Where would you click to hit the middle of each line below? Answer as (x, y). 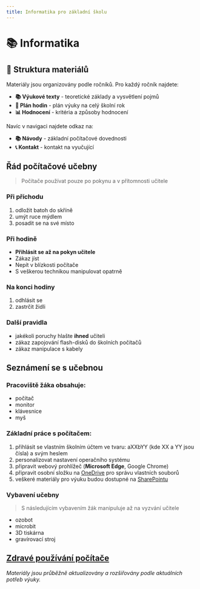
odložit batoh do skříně (44, 210)
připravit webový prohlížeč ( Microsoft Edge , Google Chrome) (92, 466)
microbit (25, 526)
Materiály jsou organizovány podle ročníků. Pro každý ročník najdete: (92, 84)
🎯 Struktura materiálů (48, 70)
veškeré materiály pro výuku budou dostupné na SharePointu (92, 479)
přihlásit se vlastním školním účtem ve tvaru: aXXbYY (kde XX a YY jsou (105, 447)
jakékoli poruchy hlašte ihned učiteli (60, 336)
